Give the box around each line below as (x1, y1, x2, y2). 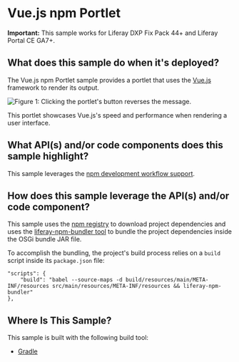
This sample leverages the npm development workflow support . (7, 169, 195, 177)
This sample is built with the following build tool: (7, 333, 148, 342)
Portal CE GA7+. (7, 36, 56, 44)
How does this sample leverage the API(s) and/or (7, 190, 230, 202)
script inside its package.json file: (7, 257, 105, 265)
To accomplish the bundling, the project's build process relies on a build (7, 249, 221, 257)
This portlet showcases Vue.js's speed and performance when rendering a (7, 110, 228, 119)
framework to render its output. (7, 83, 100, 92)
